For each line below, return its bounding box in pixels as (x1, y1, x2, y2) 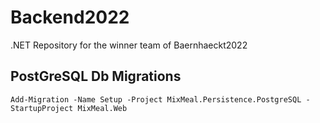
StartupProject (10, 103, 74, 113)
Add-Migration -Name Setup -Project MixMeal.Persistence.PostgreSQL (10, 94, 302, 105)
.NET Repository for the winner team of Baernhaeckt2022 (10, 39, 248, 51)
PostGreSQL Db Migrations (10, 68, 182, 85)
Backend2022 (10, 6, 130, 29)
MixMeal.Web (77, 103, 128, 113)
